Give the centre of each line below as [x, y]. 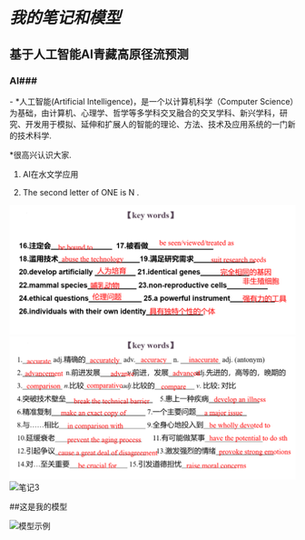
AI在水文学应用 [50, 174]
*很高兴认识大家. [41, 155]
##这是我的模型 [39, 506]
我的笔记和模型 [65, 18]
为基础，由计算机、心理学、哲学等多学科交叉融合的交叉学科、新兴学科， [144, 113]
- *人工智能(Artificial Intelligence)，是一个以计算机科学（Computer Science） [152, 101]
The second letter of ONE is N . [81, 192]
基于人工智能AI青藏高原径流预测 [99, 54]
